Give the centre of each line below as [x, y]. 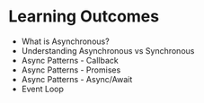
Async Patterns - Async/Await [77, 79]
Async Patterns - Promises [71, 70]
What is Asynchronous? [65, 41]
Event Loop [43, 89]
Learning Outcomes [84, 17]
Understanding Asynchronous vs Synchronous [108, 50]
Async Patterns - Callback [70, 60]
